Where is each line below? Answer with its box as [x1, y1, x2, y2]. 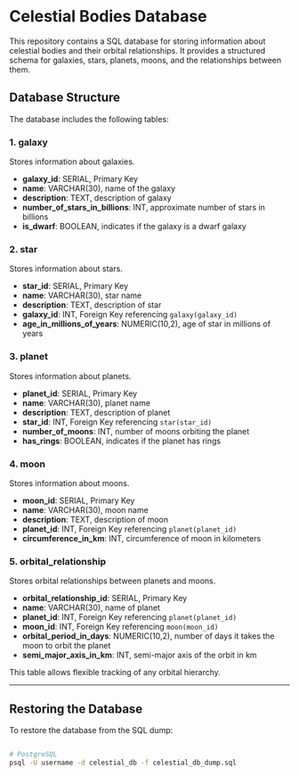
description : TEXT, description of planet [21, 407, 171, 417]
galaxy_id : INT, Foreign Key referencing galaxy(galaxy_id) [21, 310, 238, 320]
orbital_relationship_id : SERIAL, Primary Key [21, 593, 188, 604]
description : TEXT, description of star [21, 300, 162, 310]
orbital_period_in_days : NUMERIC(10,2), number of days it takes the [21, 631, 275, 641]
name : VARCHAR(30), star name [21, 290, 142, 301]
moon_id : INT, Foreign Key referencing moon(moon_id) [21, 622, 219, 632]
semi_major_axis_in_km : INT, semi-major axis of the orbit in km [21, 649, 257, 661]
